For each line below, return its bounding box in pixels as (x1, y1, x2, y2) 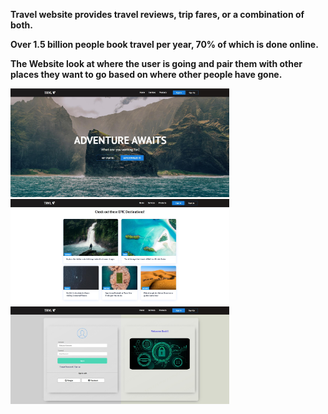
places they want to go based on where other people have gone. (10, 69, 283, 80)
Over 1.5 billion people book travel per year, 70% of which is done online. (10, 39, 319, 50)
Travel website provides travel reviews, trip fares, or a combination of (10, 9, 305, 20)
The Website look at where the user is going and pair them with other (10, 58, 303, 69)
